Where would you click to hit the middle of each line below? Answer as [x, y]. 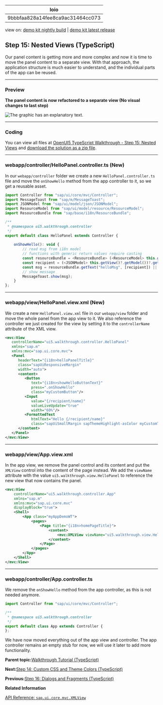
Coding [14, 132]
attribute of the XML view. [31, 329]
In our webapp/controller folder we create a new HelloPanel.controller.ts [80, 176]
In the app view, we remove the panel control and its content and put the [77, 465]
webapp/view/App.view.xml [39, 454]
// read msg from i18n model [52, 249]
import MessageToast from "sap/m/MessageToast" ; [55, 199]
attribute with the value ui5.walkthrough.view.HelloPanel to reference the [79, 475]
